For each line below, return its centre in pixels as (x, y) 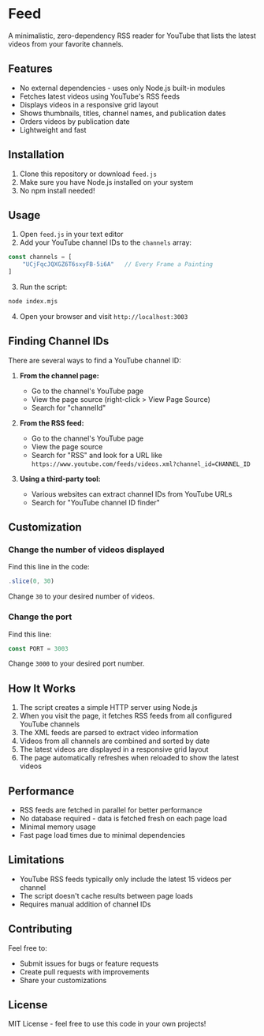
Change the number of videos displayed (86, 550)
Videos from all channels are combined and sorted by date (115, 741)
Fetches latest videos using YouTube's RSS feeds (99, 96)
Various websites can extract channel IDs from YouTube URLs (132, 494)
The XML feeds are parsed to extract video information (109, 733)
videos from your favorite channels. (66, 43)
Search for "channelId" (69, 407)
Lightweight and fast (53, 129)
